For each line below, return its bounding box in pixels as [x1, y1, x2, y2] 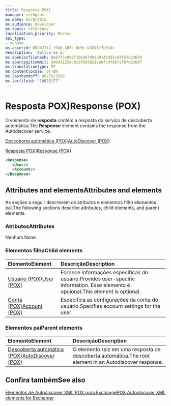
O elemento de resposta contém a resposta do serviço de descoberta [5, 117, 152, 123]
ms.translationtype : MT [5, 64, 56, 69]
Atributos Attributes [5, 222, 55, 229]
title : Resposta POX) [5, 7, 51, 13]
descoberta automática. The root [72, 352, 150, 359]
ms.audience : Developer [5, 21, 56, 27]
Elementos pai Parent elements [5, 324, 83, 331]
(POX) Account [8, 302, 43, 309]
